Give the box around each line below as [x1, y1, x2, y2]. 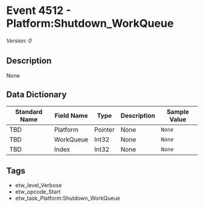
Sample [166, 107, 189, 116]
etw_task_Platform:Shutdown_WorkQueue [15, 195, 120, 202]
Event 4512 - [6, 4, 72, 18]
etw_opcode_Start [15, 188, 61, 195]
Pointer [93, 125, 115, 134]
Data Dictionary [6, 89, 67, 100]
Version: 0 [6, 37, 32, 44]
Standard [15, 107, 42, 116]
